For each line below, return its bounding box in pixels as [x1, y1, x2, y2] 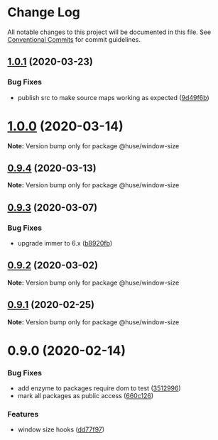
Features [7, 409, 39, 419]
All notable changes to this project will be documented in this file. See [7, 28, 212, 36]
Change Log [7, 4, 80, 21]
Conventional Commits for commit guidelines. [7, 35, 141, 43]
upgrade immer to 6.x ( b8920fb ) [17, 239, 113, 248]
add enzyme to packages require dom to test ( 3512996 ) [17, 384, 181, 392]
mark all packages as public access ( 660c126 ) [17, 392, 154, 400]
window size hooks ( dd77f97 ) [17, 425, 105, 434]
